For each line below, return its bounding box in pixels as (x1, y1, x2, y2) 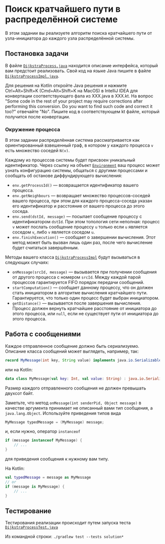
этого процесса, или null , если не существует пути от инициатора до (12, 311, 159, 317)
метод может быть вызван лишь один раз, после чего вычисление (12, 239, 153, 246)
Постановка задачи (5, 50, 69, 58)
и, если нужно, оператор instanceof (5, 428, 81, 435)
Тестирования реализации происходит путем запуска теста (5, 520, 131, 526)
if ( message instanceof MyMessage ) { (5, 438, 82, 443)
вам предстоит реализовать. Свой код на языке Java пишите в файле (5, 68, 151, 74)
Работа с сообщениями (5, 330, 81, 338)
